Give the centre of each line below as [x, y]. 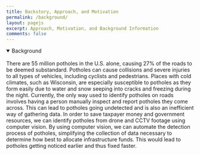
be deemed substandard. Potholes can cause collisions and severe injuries [98, 70]
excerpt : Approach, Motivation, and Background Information [83, 28]
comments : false [26, 34]
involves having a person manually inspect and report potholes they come [97, 101]
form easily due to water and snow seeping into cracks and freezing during [99, 89]
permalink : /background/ [37, 17]
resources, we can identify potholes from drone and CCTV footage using [96, 120]
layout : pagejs [25, 23]
